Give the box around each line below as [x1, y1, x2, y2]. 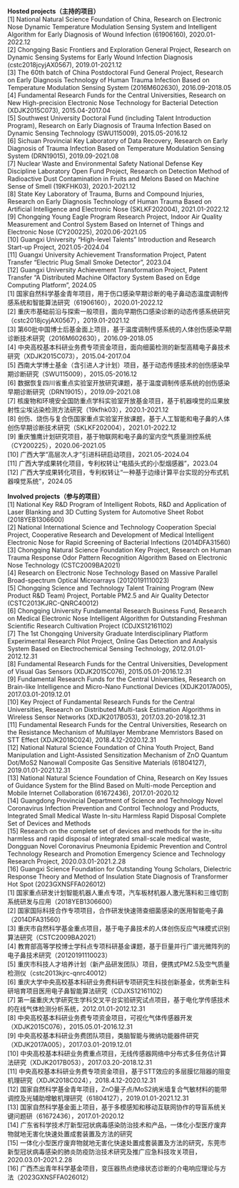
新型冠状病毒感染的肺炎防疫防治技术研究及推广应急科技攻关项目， [7, 1147, 201, 1156]
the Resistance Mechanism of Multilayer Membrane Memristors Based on [7, 728, 223, 736]
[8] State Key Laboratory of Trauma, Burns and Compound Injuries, [7, 189, 205, 198]
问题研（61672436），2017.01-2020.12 [13, 1112, 125, 1120]
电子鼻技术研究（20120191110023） [7, 951, 112, 959]
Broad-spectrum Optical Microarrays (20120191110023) [7, 576, 170, 585]
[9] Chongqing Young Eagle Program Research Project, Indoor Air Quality [7, 212, 223, 221]
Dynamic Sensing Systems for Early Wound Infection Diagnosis [7, 53, 193, 61]
